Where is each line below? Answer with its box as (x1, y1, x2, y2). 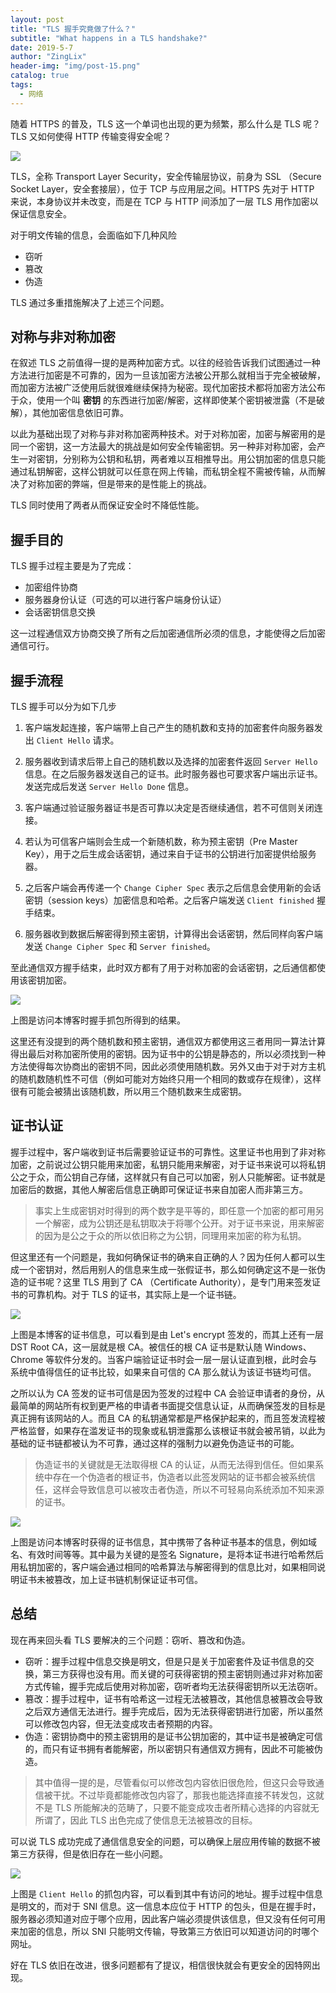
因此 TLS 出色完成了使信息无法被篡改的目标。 (69, 1814, 258, 1826)
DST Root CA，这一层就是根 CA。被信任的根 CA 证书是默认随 (10, 1341, 263, 1353)
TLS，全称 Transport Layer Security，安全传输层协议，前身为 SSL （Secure (10, 170, 322, 182)
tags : (10, 80, 33, 90)
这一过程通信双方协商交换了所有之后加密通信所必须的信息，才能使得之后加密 (10, 627, 326, 640)
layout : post (10, 14, 65, 25)
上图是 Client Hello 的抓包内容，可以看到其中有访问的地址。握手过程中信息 (10, 1887, 323, 1900)
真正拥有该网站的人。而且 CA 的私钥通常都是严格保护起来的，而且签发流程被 (10, 1412, 326, 1424)
